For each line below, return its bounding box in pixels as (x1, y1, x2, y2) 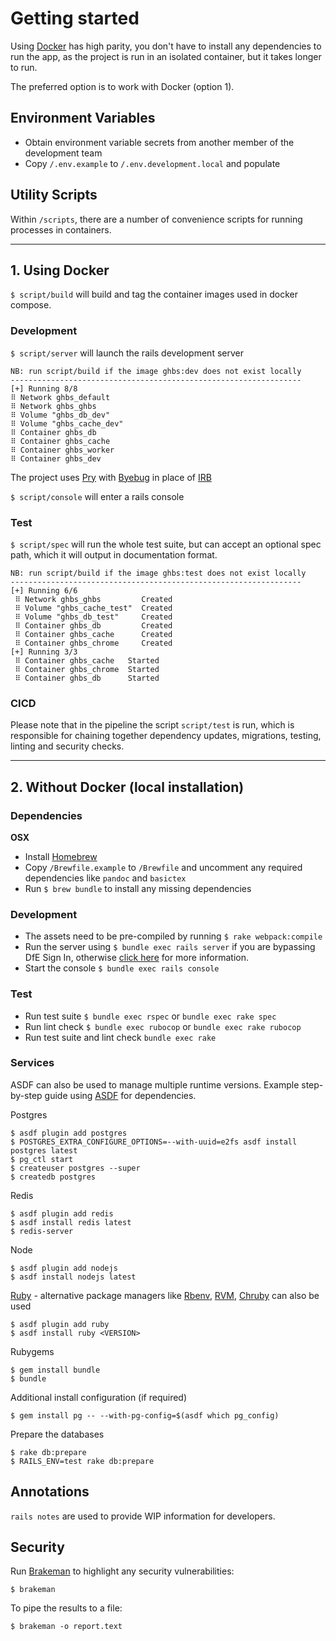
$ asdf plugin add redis (10, 1208, 114, 1219)
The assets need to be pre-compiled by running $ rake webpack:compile (24, 930, 323, 942)
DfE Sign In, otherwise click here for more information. (24, 952, 250, 964)
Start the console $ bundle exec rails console (24, 962, 220, 974)
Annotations (10, 1483, 90, 1501)
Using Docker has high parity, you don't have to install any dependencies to (10, 40, 322, 52)
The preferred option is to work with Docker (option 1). (10, 80, 235, 92)
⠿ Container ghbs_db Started (14, 673, 160, 683)
